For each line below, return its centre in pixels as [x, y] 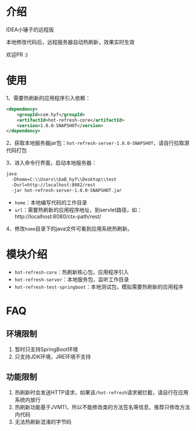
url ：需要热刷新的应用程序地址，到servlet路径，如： [78, 210]
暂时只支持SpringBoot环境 [46, 349]
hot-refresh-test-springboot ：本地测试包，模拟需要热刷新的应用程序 [99, 287]
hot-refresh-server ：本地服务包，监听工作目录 [72, 279]
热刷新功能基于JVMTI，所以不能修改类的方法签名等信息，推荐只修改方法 [102, 407]
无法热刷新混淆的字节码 [43, 422]
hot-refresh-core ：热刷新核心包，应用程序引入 [72, 272]
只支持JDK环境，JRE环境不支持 [53, 356]
